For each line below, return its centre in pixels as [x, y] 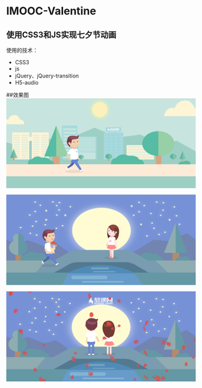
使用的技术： [22, 50]
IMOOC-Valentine [51, 11]
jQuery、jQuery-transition [47, 76]
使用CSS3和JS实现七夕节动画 [61, 35]
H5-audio [27, 83]
